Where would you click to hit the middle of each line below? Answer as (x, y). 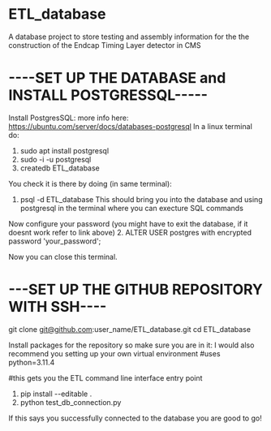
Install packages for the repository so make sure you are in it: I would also (131, 345)
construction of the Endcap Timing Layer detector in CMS (105, 45)
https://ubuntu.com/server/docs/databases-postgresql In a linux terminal (131, 126)
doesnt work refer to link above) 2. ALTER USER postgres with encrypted (130, 232)
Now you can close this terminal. (63, 256)
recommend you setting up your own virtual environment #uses (114, 353)
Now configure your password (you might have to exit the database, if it (128, 223)
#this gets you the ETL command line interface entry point (105, 377)
